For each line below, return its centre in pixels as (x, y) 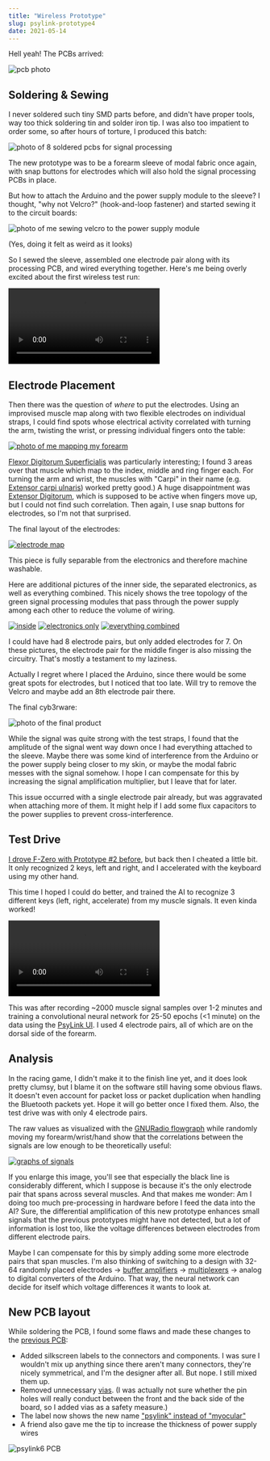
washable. (25, 569)
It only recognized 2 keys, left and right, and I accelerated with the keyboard (135, 867)
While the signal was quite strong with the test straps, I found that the (124, 739)
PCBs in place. (33, 180)
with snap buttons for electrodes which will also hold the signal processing (132, 171)
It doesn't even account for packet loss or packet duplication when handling (135, 1095)
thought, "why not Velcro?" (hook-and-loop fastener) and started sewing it (132, 204)
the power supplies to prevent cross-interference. (91, 814)
